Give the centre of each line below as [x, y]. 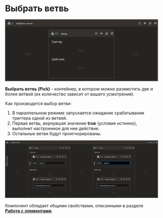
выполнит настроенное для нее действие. [56, 128]
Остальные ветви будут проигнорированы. [57, 134]
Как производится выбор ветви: [38, 104]
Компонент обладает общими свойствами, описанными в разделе [74, 206]
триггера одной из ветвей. [40, 118]
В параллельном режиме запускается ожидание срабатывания [78, 113]
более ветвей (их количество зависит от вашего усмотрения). [70, 94]
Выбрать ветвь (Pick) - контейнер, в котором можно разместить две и [79, 89]
